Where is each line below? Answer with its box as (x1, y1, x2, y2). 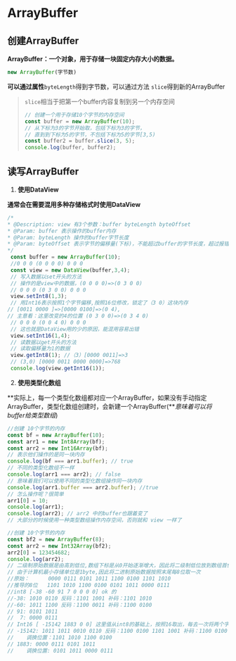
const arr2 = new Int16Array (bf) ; (7, 445, 109, 452)
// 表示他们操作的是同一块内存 (7, 451, 86, 458)
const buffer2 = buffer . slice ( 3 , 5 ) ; (24, 137, 136, 145)
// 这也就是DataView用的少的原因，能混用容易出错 (10, 325, 139, 332)
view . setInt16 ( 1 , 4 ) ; (10, 332, 71, 339)
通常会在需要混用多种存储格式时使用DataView (7, 200, 141, 208)
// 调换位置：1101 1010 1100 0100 (7, 634, 112, 641)
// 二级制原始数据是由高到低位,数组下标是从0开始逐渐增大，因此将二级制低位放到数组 (7, 562, 222, 569)
